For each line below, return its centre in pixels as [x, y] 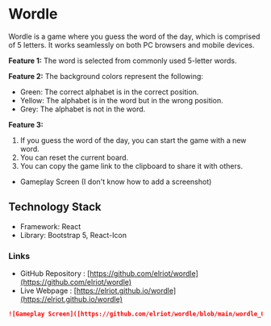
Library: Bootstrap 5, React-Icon [73, 235]
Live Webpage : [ [48, 290]
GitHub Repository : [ [55, 274]
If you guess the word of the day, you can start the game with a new [133, 140]
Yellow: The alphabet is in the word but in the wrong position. [121, 100]
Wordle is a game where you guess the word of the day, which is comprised [134, 36]
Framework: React [50, 226]
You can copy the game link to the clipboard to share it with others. [131, 165]
